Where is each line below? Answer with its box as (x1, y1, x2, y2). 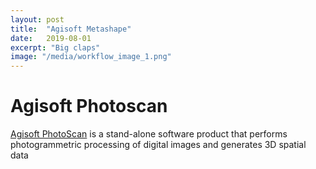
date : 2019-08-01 (10, 33, 92, 43)
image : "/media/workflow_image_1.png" (10, 52, 172, 62)
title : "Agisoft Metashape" (10, 24, 132, 34)
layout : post (10, 14, 65, 25)
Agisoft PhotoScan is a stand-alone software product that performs (10, 128, 288, 140)
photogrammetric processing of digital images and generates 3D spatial (10, 139, 307, 151)
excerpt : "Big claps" (10, 42, 101, 53)
